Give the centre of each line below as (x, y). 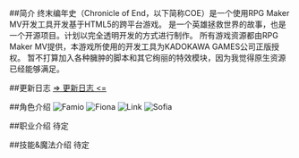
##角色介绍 (30, 107)
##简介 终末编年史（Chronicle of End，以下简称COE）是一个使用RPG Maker (149, 13)
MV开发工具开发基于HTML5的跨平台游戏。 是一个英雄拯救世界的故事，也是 (148, 24)
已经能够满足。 (37, 69)
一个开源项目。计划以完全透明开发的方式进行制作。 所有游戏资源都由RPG (144, 35)
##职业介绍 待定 (39, 126)
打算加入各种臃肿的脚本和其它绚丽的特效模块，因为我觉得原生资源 (164, 58)
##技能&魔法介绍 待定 (49, 145)
